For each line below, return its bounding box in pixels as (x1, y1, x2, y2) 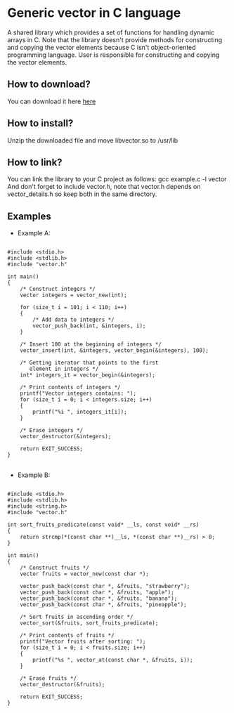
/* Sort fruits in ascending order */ (20, 613, 134, 621)
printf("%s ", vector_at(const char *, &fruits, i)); (32, 657, 193, 664)
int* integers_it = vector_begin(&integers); (20, 372, 156, 379)
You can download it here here (7, 97, 96, 105)
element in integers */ (29, 365, 99, 373)
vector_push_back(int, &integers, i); (32, 322, 146, 329)
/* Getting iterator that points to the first (20, 360, 159, 367)
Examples (7, 210, 51, 222)
